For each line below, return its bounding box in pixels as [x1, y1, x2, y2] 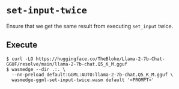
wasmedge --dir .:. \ [11, 66, 66, 72]
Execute [6, 40, 38, 50]
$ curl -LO [6, 56, 34, 62]
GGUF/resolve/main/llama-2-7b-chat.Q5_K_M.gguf [6, 61, 128, 67]
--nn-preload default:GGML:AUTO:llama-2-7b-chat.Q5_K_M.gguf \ [11, 72, 173, 78]
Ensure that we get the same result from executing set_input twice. [6, 22, 174, 29]
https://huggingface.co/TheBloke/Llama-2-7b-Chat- [35, 56, 165, 62]
